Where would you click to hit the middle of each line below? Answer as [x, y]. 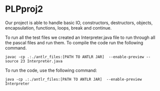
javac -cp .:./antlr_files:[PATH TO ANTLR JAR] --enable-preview [75, 57]
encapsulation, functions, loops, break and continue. [58, 28]
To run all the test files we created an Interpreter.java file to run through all [80, 37]
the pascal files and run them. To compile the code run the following [74, 42]
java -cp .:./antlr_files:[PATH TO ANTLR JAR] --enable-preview [73, 79]
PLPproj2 [24, 9]
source [12, 61]
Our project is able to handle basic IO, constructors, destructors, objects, [79, 23]
